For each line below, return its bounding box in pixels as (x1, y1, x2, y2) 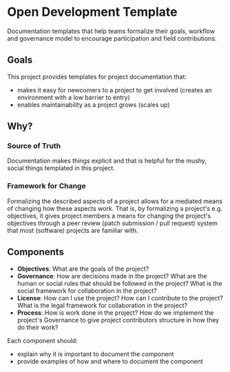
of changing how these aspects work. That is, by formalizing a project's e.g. (7, 204, 222, 212)
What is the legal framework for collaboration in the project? (17, 301, 188, 309)
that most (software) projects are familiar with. (7, 226, 138, 234)
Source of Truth (7, 141, 61, 151)
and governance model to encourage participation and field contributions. (7, 34, 217, 42)
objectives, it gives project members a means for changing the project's (7, 211, 211, 220)
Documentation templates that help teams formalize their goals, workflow (7, 27, 216, 35)
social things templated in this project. (7, 164, 115, 172)
